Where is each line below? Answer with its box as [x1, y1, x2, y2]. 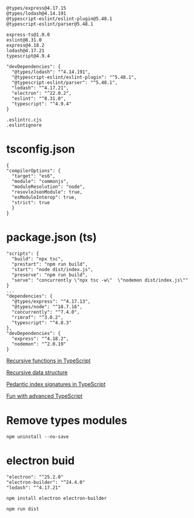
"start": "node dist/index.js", [12, 266, 94, 272]
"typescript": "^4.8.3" [12, 319, 72, 326]
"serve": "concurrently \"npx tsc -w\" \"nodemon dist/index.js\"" [12, 277, 189, 283]
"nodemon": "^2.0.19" [12, 340, 67, 347]
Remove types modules [6, 413, 127, 427]
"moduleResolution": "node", [12, 184, 85, 190]
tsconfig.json [6, 142, 75, 156]
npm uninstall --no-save [6, 433, 69, 440]
